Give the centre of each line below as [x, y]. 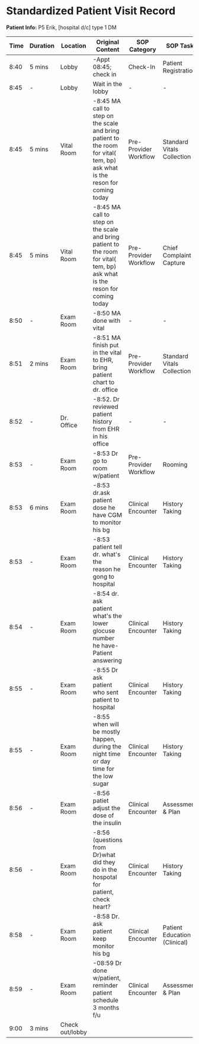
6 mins [39, 507]
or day [102, 761]
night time [107, 754]
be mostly [106, 731]
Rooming [175, 464]
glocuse [104, 630]
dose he [104, 507]
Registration [179, 71]
